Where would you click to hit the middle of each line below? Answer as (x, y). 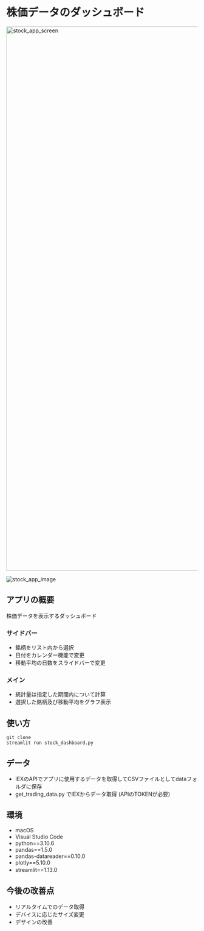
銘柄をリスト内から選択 (44, 648)
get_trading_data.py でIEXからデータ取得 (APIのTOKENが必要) (93, 794)
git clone (19, 738)
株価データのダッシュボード (76, 12)
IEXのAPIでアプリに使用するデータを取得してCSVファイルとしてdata (101, 779)
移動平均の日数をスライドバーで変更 (60, 663)
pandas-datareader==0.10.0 (50, 856)
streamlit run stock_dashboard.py (50, 743)
